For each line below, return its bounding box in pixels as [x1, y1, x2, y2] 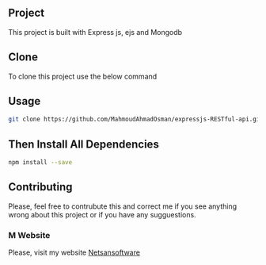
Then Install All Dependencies [8, 137, 160, 151]
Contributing [8, 180, 73, 194]
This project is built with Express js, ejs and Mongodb [8, 27, 183, 36]
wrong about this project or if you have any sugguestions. [8, 209, 196, 219]
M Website [8, 229, 51, 240]
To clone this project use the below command [8, 71, 158, 81]
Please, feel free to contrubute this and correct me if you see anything [8, 202, 237, 211]
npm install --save [8, 159, 73, 167]
